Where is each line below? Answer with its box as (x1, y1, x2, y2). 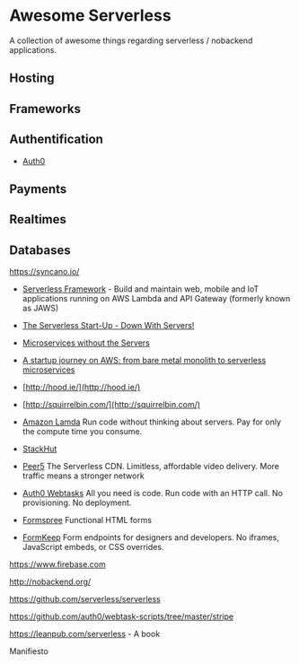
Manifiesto (9, 646, 49, 657)
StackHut (22, 443, 57, 454)
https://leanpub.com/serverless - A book (9, 629, 161, 640)
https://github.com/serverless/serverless (9, 594, 162, 605)
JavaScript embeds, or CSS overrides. (22, 542, 164, 553)
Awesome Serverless (9, 5, 172, 26)
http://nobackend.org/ (9, 576, 92, 588)
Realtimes (9, 212, 67, 227)
